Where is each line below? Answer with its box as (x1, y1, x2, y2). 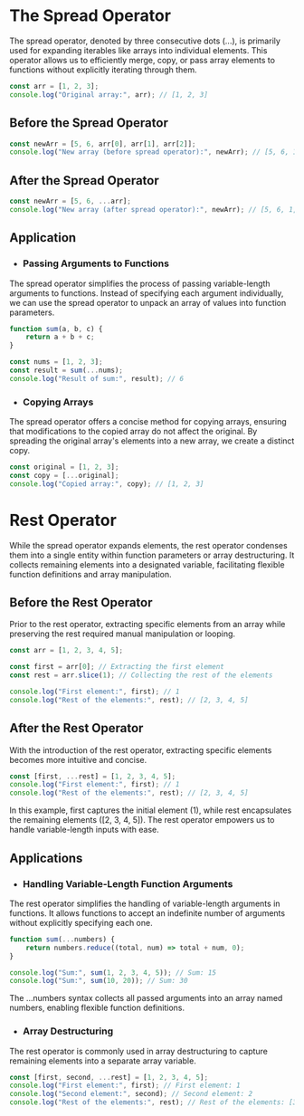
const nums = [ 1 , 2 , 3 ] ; (9, 358, 103, 367)
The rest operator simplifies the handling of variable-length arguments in (9, 898, 280, 909)
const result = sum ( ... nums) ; (9, 366, 124, 375)
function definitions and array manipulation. (9, 568, 172, 579)
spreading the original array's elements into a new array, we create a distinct (9, 435, 295, 446)
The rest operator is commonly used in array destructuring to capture (9, 1045, 269, 1056)
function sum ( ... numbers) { (9, 934, 116, 944)
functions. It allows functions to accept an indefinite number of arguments (9, 907, 286, 919)
